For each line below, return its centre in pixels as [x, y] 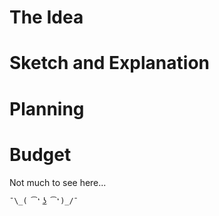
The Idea [46, 17]
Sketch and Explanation [109, 63]
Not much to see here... [58, 182]
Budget [40, 154]
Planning [47, 108]
